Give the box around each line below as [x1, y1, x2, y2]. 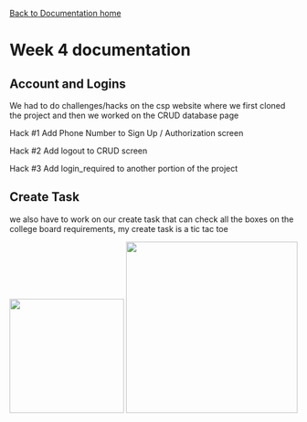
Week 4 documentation [9, 40, 191, 60]
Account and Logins [9, 76, 126, 91]
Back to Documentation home [9, 8, 122, 18]
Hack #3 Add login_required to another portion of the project [9, 164, 238, 174]
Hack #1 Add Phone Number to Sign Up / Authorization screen [9, 128, 244, 138]
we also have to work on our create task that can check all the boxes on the [9, 214, 294, 225]
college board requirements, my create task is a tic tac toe [9, 223, 228, 234]
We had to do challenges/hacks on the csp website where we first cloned [9, 100, 286, 111]
